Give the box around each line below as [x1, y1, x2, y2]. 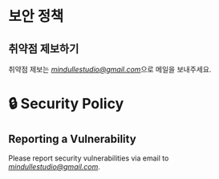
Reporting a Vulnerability [8, 132, 136, 145]
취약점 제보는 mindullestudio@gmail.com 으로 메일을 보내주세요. [8, 65, 212, 74]
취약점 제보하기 [8, 42, 79, 55]
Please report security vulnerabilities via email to [8, 153, 169, 163]
